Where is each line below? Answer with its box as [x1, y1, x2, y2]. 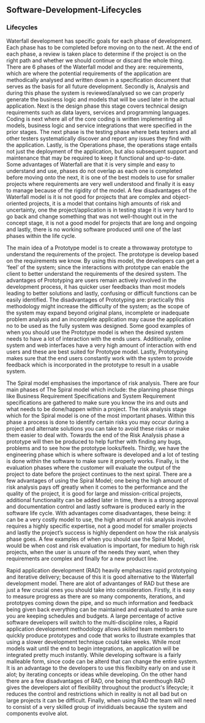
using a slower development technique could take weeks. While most [6, 638, 181, 645]
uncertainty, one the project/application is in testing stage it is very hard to [6, 206, 194, 213]
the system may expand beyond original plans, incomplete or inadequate [6, 309, 190, 316]
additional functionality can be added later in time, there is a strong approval [6, 496, 199, 503]
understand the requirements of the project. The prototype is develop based [6, 250, 199, 258]
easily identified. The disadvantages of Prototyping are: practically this [6, 296, 185, 303]
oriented [6, 199, 28, 207]
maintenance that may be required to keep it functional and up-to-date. [6, 154, 186, 161]
